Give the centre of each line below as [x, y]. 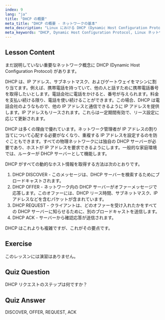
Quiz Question [27, 272]
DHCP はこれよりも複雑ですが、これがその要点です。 [59, 228]
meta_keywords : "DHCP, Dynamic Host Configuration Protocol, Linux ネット [82, 32]
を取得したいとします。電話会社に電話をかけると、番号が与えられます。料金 [82, 94]
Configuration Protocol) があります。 [42, 71]
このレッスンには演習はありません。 [42, 256]
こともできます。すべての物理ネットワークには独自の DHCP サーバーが [81, 141]
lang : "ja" [16, 14]
